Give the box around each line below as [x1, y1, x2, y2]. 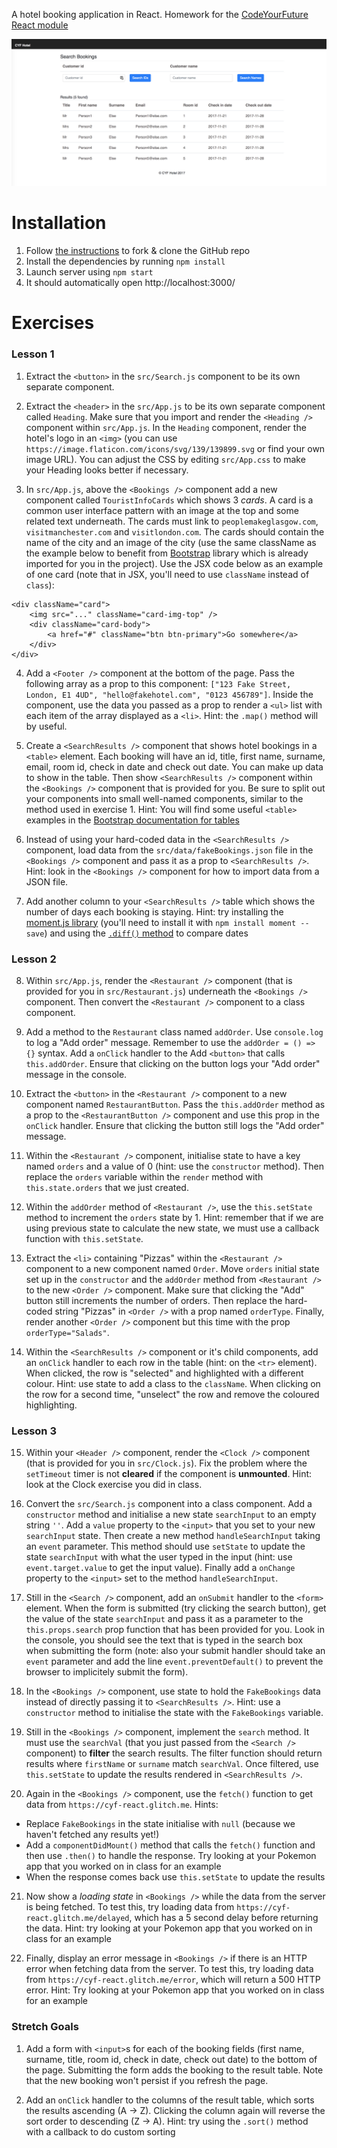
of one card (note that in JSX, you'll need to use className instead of [25, 568, 310, 580]
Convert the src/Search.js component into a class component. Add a [25, 1498, 313, 1510]
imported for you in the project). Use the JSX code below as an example [25, 557, 324, 569]
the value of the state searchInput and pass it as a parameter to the [25, 1613, 304, 1625]
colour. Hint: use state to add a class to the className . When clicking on [25, 1377, 321, 1389]
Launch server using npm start [25, 266, 154, 278]
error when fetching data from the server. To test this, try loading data [25, 1963, 314, 1975]
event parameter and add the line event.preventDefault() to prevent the [25, 1655, 324, 1668]
